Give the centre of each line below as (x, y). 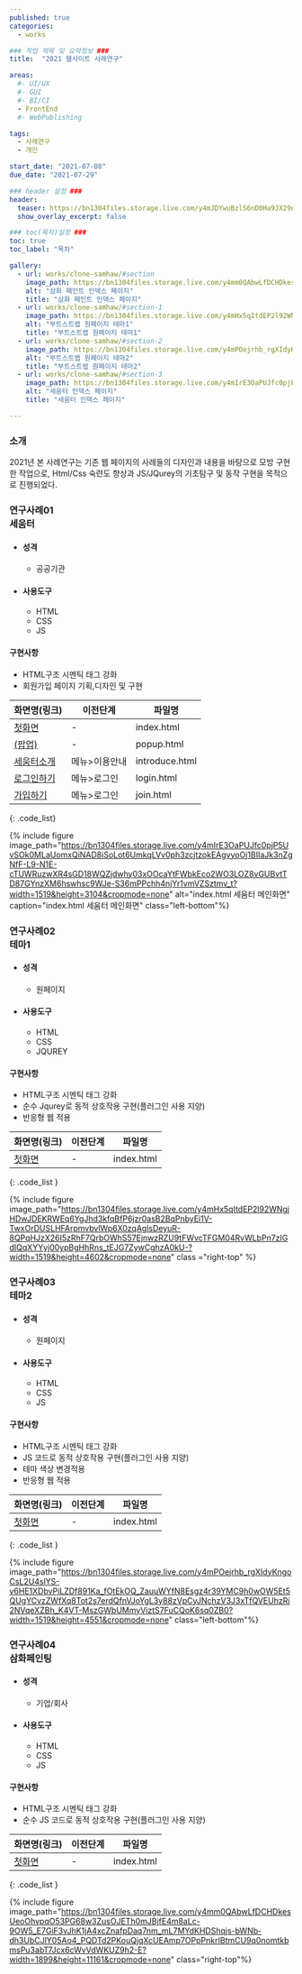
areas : (22, 76)
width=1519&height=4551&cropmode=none (89, 1620)
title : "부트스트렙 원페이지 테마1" (84, 333)
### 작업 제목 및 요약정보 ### (59, 50)
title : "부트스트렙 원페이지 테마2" (84, 366)
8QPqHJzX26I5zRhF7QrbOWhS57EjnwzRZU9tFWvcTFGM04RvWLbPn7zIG (149, 1238)
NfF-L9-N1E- (33, 864)
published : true (40, 18)
